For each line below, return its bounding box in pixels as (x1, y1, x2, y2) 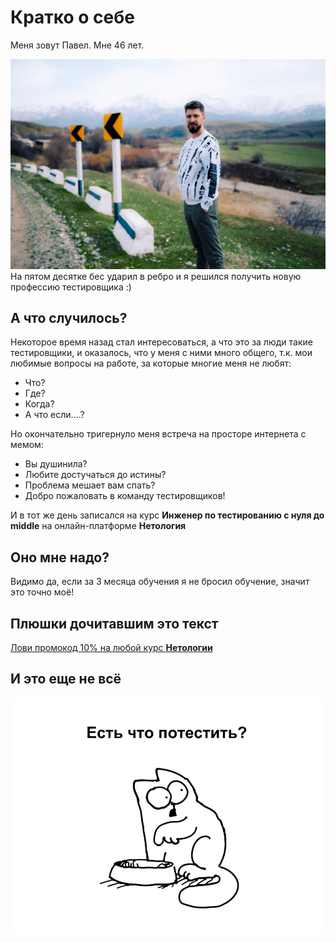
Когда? (24, 398, 55, 410)
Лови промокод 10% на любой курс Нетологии (10, 642, 213, 654)
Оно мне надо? (10, 549, 110, 566)
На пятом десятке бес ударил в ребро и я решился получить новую (10, 270, 302, 282)
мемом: (10, 439, 44, 451)
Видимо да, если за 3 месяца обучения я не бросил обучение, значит (10, 576, 310, 588)
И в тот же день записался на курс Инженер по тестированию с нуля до (10, 509, 325, 521)
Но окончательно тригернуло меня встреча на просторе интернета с (10, 428, 307, 440)
